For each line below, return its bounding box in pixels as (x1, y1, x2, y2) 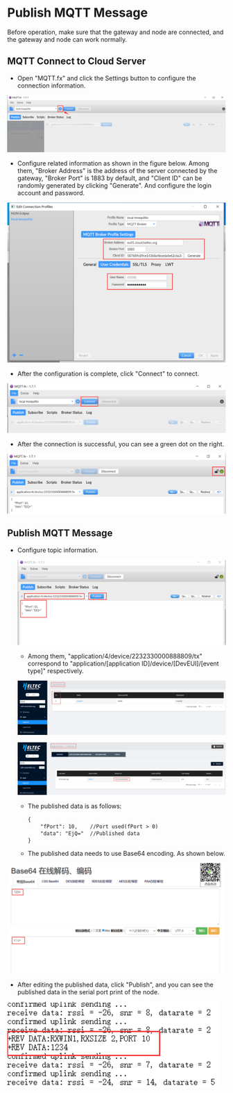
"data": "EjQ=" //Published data (40, 830, 140, 837)
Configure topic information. (17, 546, 98, 554)
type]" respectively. (27, 666, 85, 675)
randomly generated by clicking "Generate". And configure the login (17, 181, 212, 190)
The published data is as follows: (27, 802, 122, 811)
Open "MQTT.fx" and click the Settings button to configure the (17, 74, 196, 82)
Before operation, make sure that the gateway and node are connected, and (7, 28, 224, 36)
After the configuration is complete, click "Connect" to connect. (17, 369, 200, 378)
